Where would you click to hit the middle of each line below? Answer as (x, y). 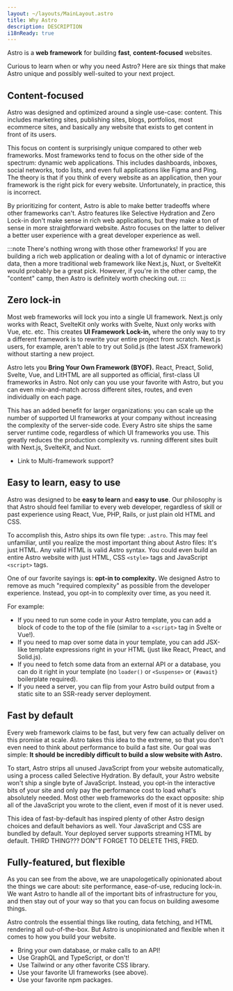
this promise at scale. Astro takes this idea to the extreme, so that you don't (115, 740)
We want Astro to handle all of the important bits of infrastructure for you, (112, 894)
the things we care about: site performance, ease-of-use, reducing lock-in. (114, 887)
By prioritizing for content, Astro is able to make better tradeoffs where (109, 206)
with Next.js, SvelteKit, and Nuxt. (54, 447)
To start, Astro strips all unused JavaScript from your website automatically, (116, 768)
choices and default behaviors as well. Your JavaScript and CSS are (104, 825)
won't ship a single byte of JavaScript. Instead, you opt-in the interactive (111, 782)
